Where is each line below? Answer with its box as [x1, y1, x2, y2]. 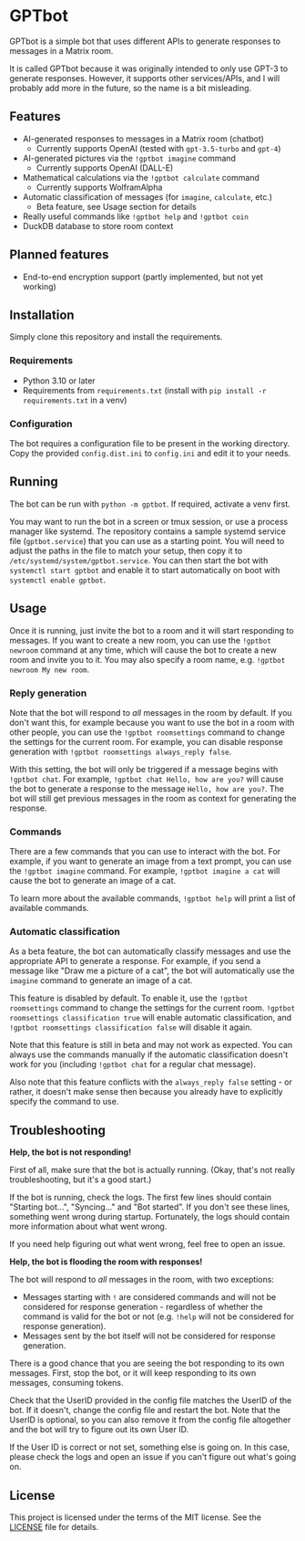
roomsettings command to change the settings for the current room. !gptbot [9, 1002, 296, 1013]
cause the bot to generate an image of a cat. [9, 875, 177, 886]
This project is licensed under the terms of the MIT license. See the [9, 1512, 262, 1523]
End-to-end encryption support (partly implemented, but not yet [22, 271, 264, 282]
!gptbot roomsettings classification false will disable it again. [9, 1022, 253, 1033]
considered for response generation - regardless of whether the [22, 1302, 263, 1313]
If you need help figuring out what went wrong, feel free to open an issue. [9, 1239, 286, 1250]
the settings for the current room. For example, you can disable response [9, 736, 284, 747]
